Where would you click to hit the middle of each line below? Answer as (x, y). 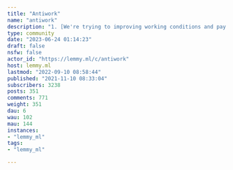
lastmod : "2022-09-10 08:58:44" (54, 72)
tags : (15, 144)
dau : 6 (17, 111)
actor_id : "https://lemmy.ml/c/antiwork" (68, 59)
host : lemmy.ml (29, 65)
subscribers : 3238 (34, 85)
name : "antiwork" (32, 20)
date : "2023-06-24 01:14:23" (50, 40)
